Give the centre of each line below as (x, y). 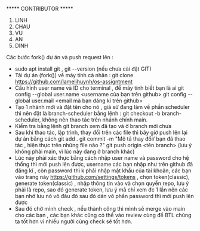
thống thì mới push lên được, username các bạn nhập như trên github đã (104, 164)
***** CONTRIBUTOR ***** (40, 9)
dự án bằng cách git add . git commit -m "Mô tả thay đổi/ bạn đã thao (100, 139)
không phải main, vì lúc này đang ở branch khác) (75, 151)
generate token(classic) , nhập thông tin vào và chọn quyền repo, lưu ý (102, 183)
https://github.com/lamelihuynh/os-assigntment (74, 81)
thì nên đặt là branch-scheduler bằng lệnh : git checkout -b (87, 113)
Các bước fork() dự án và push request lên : (60, 57)
